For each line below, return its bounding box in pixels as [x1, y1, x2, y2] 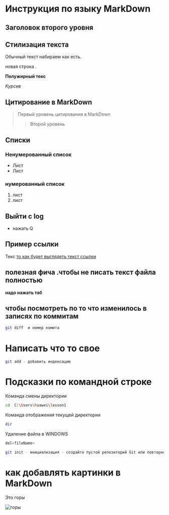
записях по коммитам [5, 312, 79, 321]
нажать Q [12, 226, 34, 231]
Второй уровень [30, 121, 65, 127]
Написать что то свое [5, 342, 100, 354]
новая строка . [5, 64, 37, 70]
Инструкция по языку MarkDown [5, 3, 151, 15]
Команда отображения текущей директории [5, 412, 101, 418]
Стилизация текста [5, 40, 69, 49]
